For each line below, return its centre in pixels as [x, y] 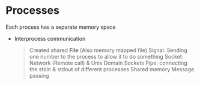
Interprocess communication [50, 38]
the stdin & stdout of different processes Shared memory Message [112, 69]
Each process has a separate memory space [61, 27]
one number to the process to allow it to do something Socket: [106, 56]
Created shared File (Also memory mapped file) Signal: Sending [108, 50]
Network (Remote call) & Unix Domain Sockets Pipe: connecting [108, 63]
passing [39, 75]
